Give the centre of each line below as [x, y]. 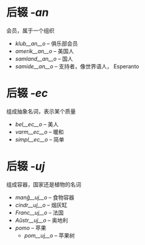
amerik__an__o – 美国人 [44, 51]
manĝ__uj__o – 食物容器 [45, 197]
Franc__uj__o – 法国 [39, 212]
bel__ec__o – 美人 [37, 124]
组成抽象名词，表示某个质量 [41, 111]
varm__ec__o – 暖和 [39, 132]
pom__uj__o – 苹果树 [49, 235]
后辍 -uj [26, 167]
